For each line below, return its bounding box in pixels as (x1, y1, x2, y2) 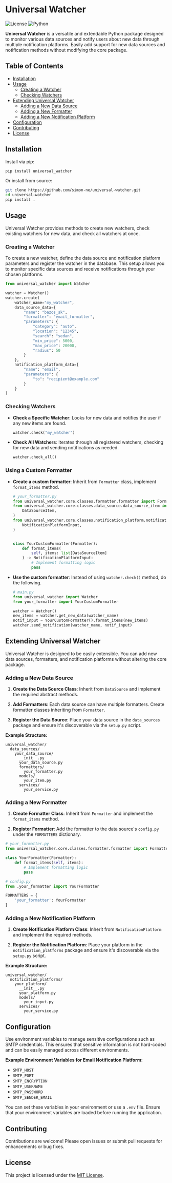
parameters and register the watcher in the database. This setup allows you (5, 260, 165, 266)
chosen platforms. (5, 271, 44, 278)
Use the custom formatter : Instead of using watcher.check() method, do (12, 574, 166, 580)
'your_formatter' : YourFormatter (14, 898, 86, 903)
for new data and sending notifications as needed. (12, 445, 119, 451)
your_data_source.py (18, 760, 63, 766)
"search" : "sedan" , (32, 333, 74, 338)
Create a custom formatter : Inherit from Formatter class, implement (12, 479, 157, 485)
